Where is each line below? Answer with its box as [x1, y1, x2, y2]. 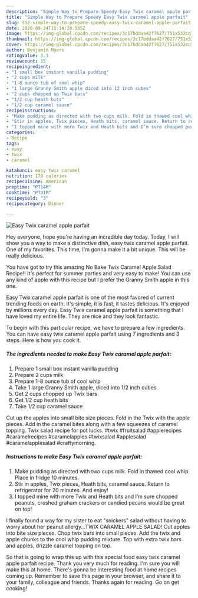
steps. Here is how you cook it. [6, 337, 81, 344]
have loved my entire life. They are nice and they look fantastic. [6, 313, 160, 320]
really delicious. [6, 252, 44, 259]
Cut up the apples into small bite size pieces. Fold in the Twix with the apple [6, 414, 190, 421]
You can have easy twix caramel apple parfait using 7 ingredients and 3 [6, 330, 180, 337]
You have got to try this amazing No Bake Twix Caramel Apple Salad [6, 264, 172, 271]
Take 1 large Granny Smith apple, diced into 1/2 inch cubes [14, 384, 157, 391]
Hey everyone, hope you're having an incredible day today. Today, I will [6, 233, 179, 240]
